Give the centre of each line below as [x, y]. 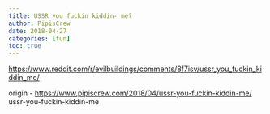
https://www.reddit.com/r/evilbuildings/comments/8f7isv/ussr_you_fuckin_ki [135, 69]
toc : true [25, 46]
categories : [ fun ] [39, 38]
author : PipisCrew [39, 23]
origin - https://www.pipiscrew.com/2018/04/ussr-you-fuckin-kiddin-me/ [131, 93]
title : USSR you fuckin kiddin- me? [70, 16]
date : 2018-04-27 [38, 31]
